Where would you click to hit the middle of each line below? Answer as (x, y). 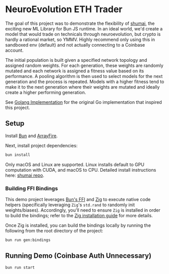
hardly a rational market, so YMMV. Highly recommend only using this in (80, 40)
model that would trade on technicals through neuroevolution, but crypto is (83, 34)
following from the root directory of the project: (54, 230)
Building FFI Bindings (32, 188)
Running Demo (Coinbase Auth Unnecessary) (78, 256)
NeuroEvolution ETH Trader (64, 9)
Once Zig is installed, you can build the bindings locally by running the (78, 225)
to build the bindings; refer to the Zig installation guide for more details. (79, 215)
